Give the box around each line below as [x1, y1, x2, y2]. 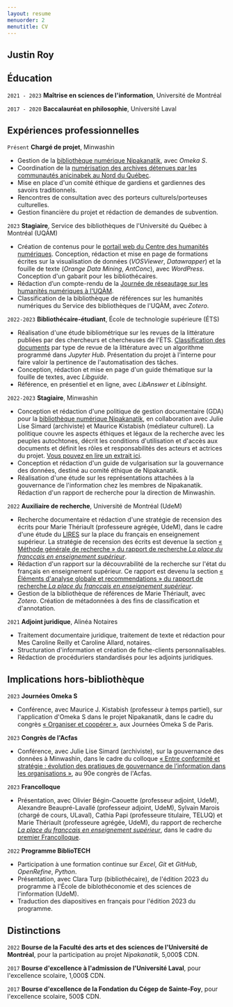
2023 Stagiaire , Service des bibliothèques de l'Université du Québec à [7, 222, 207, 230]
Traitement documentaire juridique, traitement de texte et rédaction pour [17, 631, 225, 640]
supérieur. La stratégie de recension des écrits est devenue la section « [17, 538, 223, 546]
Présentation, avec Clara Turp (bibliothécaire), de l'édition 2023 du [17, 875, 209, 883]
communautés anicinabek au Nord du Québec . [17, 171, 152, 179]
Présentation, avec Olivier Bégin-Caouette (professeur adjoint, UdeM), [17, 796, 219, 805]
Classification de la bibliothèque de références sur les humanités [17, 294, 203, 303]
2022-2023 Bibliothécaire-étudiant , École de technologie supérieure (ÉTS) [7, 315, 220, 323]
